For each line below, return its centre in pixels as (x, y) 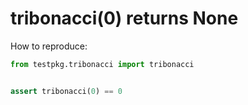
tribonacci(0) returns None (124, 18)
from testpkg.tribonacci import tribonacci (102, 64)
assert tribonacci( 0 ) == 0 (66, 91)
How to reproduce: (49, 46)
